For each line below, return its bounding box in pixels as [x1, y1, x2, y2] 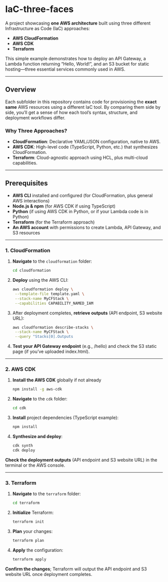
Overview [5, 85, 36, 94]
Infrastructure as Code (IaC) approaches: [5, 25, 90, 31]
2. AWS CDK [5, 366, 36, 373]
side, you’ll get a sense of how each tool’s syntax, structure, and [5, 109, 137, 115]
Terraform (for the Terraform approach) [12, 219, 95, 225]
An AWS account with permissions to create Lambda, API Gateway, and [12, 224, 161, 230]
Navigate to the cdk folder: [12, 396, 67, 402]
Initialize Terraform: [12, 510, 54, 515]
